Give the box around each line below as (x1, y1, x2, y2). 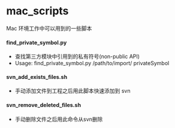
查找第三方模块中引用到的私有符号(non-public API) (14, 53, 140, 60)
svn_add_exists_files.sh (6, 73, 68, 80)
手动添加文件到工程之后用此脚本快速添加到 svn (14, 87, 131, 95)
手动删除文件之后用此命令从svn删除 (14, 115, 103, 123)
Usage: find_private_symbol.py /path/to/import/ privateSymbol (14, 60, 170, 67)
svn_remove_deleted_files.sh (6, 101, 82, 108)
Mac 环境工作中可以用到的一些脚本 (6, 25, 92, 32)
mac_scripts (6, 4, 69, 18)
